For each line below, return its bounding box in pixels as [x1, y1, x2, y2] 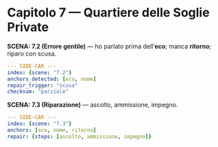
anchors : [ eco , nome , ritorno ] [7, 127, 97, 134]
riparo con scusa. [7, 49, 57, 58]
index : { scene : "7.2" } [7, 69, 72, 76]
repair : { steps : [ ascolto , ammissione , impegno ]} [7, 133, 152, 140]
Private [7, 19, 49, 35]
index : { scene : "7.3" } [7, 120, 72, 128]
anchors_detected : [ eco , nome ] [7, 76, 97, 82]
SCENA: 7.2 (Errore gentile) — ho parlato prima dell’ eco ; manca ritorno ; [7, 42, 212, 50]
